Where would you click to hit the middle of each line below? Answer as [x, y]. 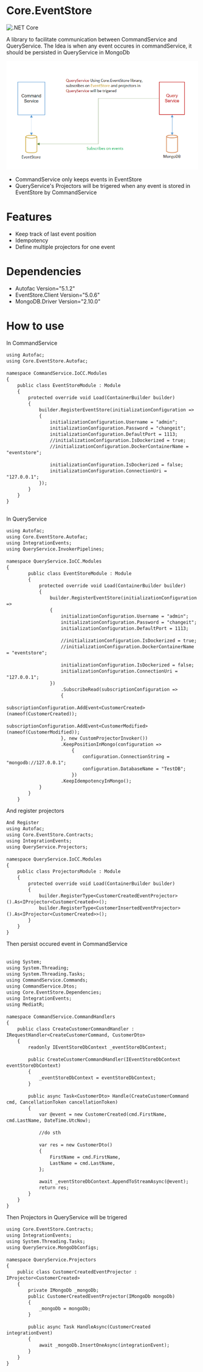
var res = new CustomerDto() [76, 1145]
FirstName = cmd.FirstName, [85, 1157]
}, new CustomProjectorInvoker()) [104, 738]
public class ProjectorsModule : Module [69, 871]
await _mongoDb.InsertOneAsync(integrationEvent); [104, 1345]
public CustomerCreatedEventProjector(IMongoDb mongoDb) [101, 1296]
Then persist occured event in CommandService [67, 944]
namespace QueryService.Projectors [51, 1260]
